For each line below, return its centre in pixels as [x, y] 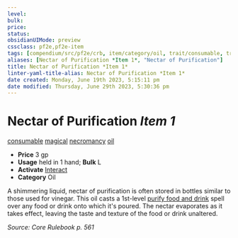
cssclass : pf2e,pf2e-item [45, 47]
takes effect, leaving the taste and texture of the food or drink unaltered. [113, 214]
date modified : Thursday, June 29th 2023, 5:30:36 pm [89, 86]
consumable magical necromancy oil [61, 141]
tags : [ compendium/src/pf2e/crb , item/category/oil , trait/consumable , [115, 54]
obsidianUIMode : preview [44, 40]
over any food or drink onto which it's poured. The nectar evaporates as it [115, 206]
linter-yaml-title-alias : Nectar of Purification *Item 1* [96, 73]
